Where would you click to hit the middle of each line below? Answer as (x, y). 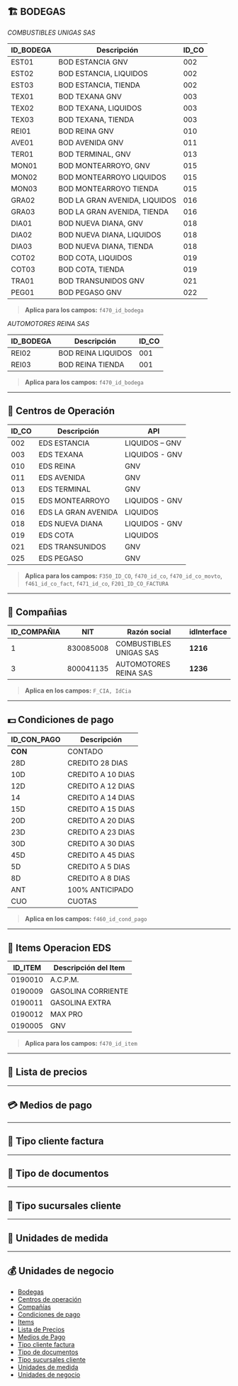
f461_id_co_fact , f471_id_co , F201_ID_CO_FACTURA (96, 583)
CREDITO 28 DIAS (97, 763)
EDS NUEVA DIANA (71, 523)
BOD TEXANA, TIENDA (96, 119)
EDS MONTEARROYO (74, 501)
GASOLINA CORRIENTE (89, 991)
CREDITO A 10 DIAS (101, 775)
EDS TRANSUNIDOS (72, 547)
